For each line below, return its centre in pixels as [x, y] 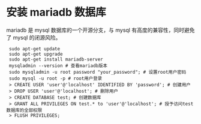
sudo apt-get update [34, 49]
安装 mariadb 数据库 [56, 12]
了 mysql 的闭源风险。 [34, 37]
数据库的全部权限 [24, 110]
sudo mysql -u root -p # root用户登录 [55, 78]
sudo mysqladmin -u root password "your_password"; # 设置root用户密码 [97, 72]
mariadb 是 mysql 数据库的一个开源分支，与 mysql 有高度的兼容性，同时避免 [100, 30]
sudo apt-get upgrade [36, 54]
